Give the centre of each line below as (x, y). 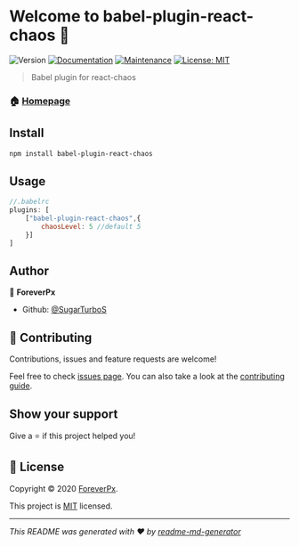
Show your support (64, 414)
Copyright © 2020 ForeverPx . (64, 488)
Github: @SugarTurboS (64, 310)
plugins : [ (29, 210)
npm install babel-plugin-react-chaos (81, 153)
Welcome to (54, 16)
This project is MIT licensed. (61, 506)
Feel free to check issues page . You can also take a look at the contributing (147, 377)
